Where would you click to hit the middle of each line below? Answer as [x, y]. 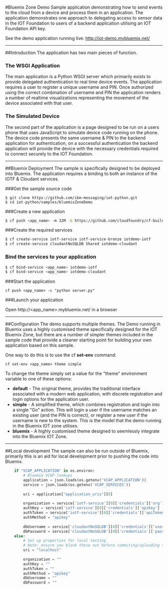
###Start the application [30, 281]
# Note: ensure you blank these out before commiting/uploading [91, 545]
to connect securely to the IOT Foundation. [49, 154]
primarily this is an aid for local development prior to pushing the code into [82, 456]
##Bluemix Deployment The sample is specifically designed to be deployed [83, 168]
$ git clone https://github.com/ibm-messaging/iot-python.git [71, 198]
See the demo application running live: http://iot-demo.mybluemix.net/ [77, 38]
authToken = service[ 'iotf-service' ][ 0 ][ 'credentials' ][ [83, 513]
